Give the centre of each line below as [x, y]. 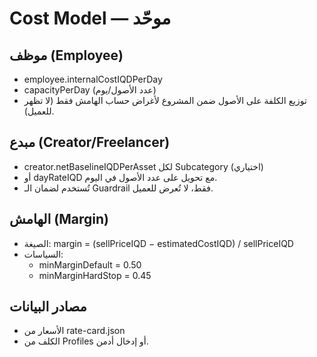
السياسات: [43, 254]
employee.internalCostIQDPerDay [93, 79]
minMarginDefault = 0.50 [90, 264]
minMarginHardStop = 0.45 [95, 275]
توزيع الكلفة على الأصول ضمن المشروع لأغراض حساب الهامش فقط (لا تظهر [165, 100]
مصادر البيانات [48, 307]
